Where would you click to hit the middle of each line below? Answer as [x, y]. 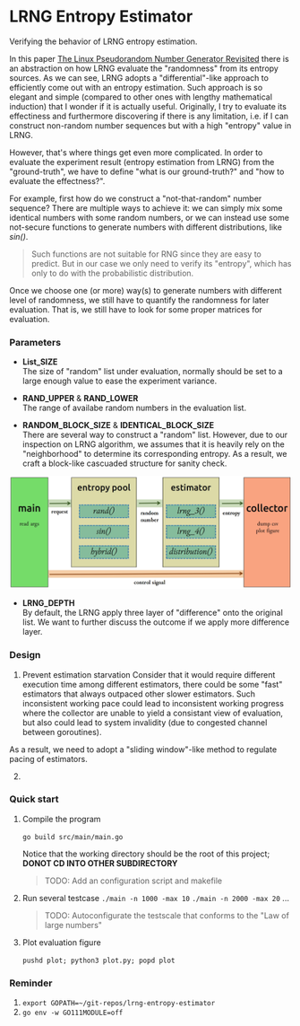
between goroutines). [62, 732]
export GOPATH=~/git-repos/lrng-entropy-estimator [119, 1004]
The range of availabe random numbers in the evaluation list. [134, 408]
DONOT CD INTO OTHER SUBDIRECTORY [100, 863]
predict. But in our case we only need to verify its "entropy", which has [161, 263]
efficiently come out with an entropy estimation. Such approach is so [136, 87]
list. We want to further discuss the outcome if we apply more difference [155, 622]
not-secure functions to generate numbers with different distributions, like [146, 227]
